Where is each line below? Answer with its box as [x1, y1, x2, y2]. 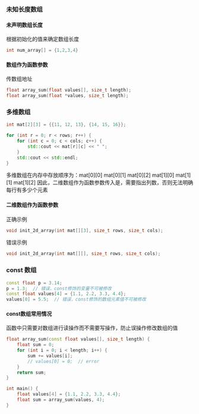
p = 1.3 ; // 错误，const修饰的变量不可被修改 [6, 286, 112, 291]
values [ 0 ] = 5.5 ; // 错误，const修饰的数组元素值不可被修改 [6, 296, 147, 303]
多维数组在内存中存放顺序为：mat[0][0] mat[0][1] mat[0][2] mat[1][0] [6, 171, 175, 179]
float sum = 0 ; [17, 342, 55, 348]
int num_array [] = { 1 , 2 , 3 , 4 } [6, 48, 78, 54]
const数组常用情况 [6, 310, 52, 317]
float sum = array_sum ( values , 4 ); [17, 397, 105, 403]
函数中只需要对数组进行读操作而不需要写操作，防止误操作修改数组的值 [6, 324, 178, 331]
